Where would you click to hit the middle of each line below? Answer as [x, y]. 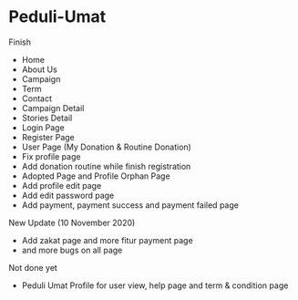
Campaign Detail [53, 108]
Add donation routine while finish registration [106, 166]
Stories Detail [47, 118]
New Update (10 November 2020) [72, 222]
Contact [36, 98]
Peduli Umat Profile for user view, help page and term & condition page [155, 285]
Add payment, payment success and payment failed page [130, 205]
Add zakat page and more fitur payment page [107, 240]
